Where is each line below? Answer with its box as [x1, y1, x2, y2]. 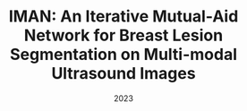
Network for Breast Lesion [23, 25, 224, 46]
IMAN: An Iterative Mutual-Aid [8, 6, 239, 27]
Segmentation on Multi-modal [10, 45, 237, 64]
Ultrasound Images [51, 64, 196, 84]
